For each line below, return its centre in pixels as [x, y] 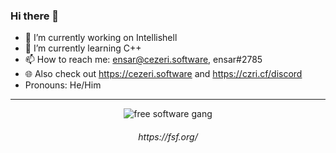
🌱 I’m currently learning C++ [83, 48]
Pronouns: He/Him [63, 85]
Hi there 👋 [35, 16]
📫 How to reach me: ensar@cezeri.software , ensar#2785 [143, 60]
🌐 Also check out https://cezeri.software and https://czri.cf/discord [163, 74]
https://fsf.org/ [168, 136]
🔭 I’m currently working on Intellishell [101, 38]
